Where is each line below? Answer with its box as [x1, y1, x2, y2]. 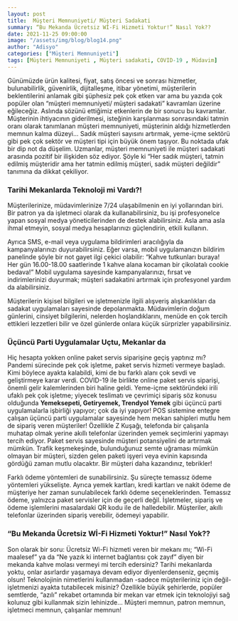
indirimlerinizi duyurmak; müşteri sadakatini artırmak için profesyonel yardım [7, 276, 231, 284]
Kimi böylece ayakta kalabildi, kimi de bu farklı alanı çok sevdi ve [7, 368, 197, 377]
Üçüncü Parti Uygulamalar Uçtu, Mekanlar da [7, 337, 166, 347]
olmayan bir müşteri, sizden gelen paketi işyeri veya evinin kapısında [7, 452, 208, 460]
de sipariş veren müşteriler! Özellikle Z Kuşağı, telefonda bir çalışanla [7, 422, 210, 430]
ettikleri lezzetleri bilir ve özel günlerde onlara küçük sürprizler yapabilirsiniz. [7, 320, 232, 328]
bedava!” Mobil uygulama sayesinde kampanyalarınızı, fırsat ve [7, 268, 192, 276]
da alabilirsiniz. [7, 283, 51, 292]
